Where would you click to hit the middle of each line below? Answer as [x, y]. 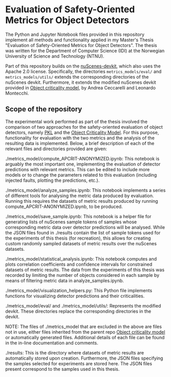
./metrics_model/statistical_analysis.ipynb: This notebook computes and [81, 258]
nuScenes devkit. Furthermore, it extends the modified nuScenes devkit [81, 82]
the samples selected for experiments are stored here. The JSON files [79, 363]
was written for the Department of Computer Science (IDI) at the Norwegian [85, 51]
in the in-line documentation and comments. [52, 343]
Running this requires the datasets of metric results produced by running [82, 201]
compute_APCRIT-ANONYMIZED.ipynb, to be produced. [64, 206]
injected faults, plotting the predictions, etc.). [52, 180]
